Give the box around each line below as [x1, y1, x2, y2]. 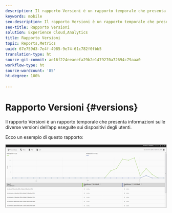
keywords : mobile [5, 13, 42, 19]
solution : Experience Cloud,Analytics [5, 30, 88, 35]
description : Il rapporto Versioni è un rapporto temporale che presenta [5, 8, 166, 13]
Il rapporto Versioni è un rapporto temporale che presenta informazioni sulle [5, 118, 165, 125]
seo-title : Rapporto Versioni [5, 25, 70, 30]
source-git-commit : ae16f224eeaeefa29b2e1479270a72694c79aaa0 [5, 57, 141, 62]
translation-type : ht [5, 51, 52, 57]
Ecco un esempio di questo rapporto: [5, 134, 83, 140]
